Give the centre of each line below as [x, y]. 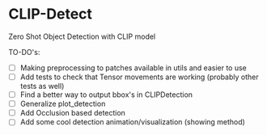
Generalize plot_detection [63, 104]
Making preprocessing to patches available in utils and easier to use [133, 67]
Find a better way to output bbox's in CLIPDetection [106, 95]
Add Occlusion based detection [72, 113]
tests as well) [42, 86]
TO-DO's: [24, 52]
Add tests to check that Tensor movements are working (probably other [139, 77]
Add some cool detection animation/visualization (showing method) [132, 122]
